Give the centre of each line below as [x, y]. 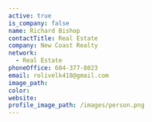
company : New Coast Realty [53, 46]
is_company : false [39, 23]
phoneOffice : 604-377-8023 [53, 68]
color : [19, 90]
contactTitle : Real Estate [53, 38]
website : [23, 98]
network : [23, 53]
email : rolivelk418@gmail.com [59, 75]
